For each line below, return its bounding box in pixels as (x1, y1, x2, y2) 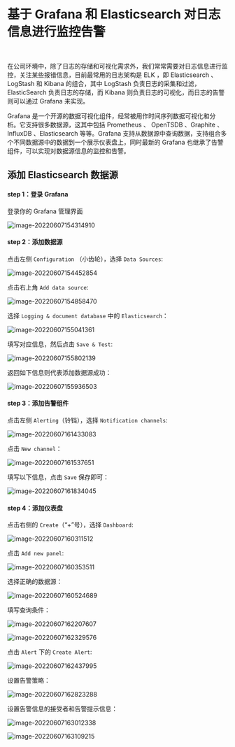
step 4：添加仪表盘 (7, 504, 63, 512)
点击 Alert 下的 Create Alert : (7, 648, 92, 656)
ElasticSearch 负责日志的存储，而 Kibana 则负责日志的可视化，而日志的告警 (7, 88, 225, 97)
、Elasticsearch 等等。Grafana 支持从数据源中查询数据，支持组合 (33, 129, 222, 137)
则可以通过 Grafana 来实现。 (7, 97, 90, 105)
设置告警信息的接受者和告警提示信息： (7, 704, 117, 713)
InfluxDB (7, 129, 32, 137)
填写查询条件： (7, 606, 50, 614)
